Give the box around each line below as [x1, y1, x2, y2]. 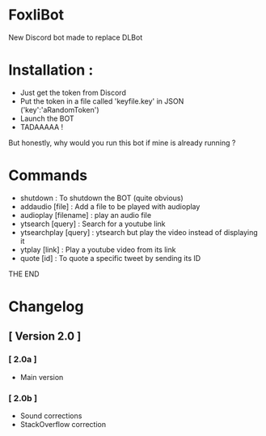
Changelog [8, 297, 84, 315]
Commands [8, 166, 88, 185]
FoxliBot [8, 6, 65, 24]
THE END [8, 269, 40, 279]
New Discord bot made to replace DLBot [8, 32, 143, 42]
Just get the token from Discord [19, 88, 127, 97]
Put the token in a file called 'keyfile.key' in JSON [19, 96, 184, 106]
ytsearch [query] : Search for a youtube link [19, 219, 166, 229]
